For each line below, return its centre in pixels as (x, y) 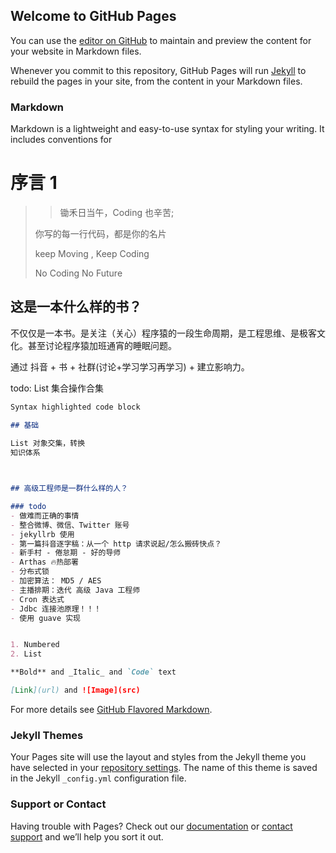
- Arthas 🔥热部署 (44, 562)
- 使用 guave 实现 (46, 618)
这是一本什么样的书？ (76, 307)
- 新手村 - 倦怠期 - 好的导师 (66, 553)
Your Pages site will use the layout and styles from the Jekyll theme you (158, 757)
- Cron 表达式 (37, 599)
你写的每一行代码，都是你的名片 (100, 234)
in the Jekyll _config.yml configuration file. (98, 778)
